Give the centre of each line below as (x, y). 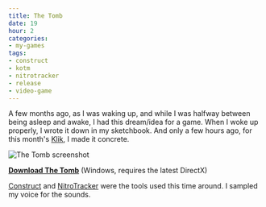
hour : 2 (21, 31)
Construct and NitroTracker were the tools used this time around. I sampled (133, 186)
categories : (28, 38)
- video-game (30, 91)
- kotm (19, 68)
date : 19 (23, 23)
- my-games (27, 46)
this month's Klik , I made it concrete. (69, 139)
